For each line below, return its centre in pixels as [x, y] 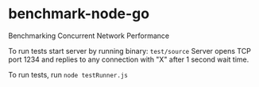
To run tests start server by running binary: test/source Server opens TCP [130, 51]
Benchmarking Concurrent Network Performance [89, 36]
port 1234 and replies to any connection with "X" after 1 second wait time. [129, 59]
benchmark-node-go [79, 14]
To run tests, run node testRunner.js [68, 74]
